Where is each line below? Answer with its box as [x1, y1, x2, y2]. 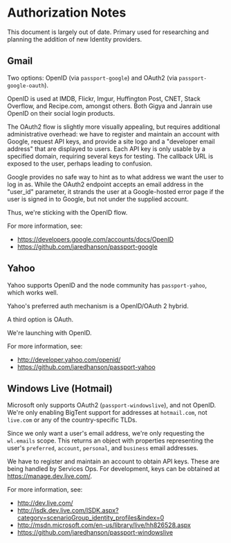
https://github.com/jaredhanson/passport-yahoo [17, 362, 156, 371]
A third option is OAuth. [7, 315, 74, 323]
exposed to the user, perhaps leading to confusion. [7, 159, 153, 168]
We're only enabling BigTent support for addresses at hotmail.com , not [7, 409, 207, 417]
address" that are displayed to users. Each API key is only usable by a [7, 144, 206, 153]
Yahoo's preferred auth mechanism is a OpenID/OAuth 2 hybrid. [7, 301, 189, 310]
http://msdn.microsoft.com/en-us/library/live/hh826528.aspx [17, 521, 192, 529]
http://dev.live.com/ [17, 499, 73, 507]
